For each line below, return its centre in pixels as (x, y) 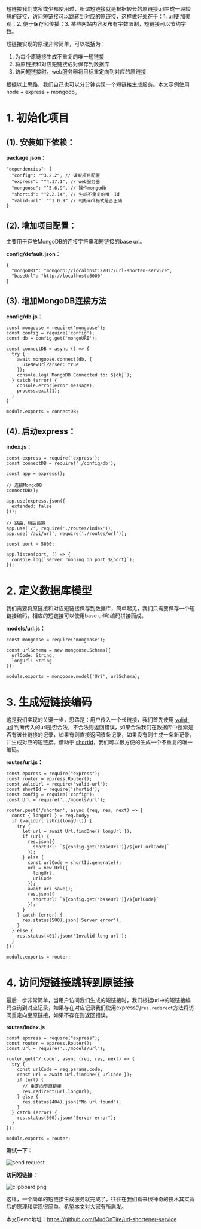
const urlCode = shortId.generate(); (74, 863)
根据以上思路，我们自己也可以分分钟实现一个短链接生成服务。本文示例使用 (98, 84)
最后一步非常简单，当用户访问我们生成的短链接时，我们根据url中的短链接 (96, 1000)
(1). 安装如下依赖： (41, 142)
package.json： (26, 158)
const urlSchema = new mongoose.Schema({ (59, 650)
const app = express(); (36, 474)
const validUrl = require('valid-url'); (57, 784)
